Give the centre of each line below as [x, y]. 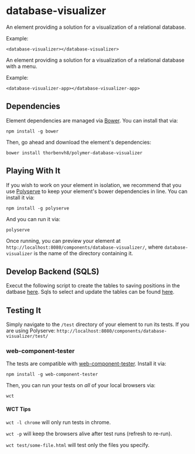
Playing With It [33, 171]
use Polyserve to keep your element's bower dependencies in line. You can [97, 191]
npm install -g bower [32, 131]
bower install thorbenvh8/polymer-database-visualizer [74, 153]
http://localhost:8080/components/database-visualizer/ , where [85, 247]
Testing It [24, 310]
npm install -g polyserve [37, 208]
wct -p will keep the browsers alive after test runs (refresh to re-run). [89, 433]
